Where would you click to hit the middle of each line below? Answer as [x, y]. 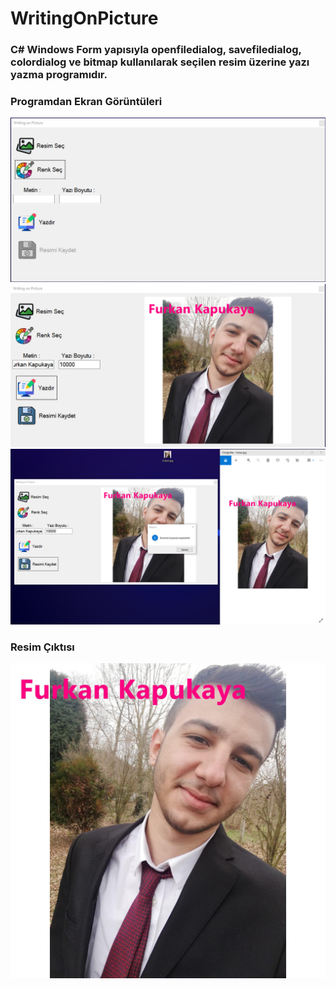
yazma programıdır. [59, 75]
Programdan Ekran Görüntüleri [86, 102]
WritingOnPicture [84, 18]
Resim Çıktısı [42, 647]
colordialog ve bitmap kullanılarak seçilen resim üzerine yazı [160, 62]
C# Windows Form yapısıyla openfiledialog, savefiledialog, [156, 50]
